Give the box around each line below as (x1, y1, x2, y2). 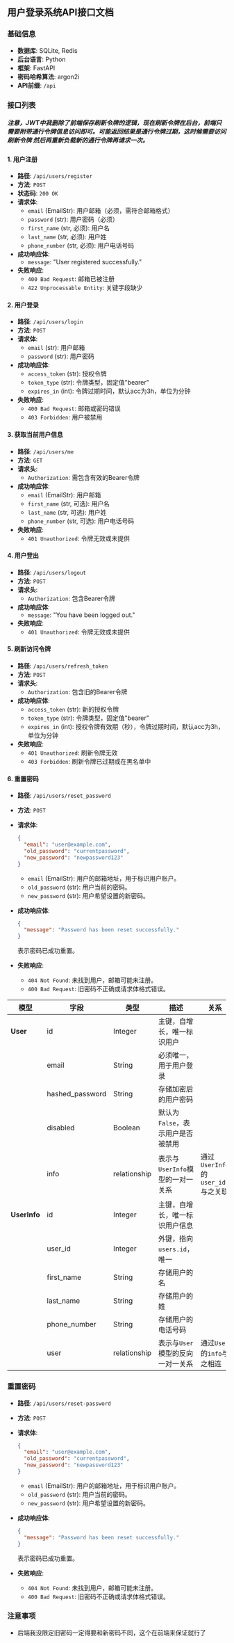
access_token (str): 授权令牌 (27, 369, 107, 378)
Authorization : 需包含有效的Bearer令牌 (27, 473, 140, 481)
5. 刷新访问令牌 (7, 645, 51, 653)
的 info (200, 1349, 222, 1359)
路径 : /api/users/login (17, 317, 83, 326)
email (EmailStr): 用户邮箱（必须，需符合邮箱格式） (27, 207, 174, 215)
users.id (158, 1246, 187, 1253)
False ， (158, 1119, 183, 1128)
